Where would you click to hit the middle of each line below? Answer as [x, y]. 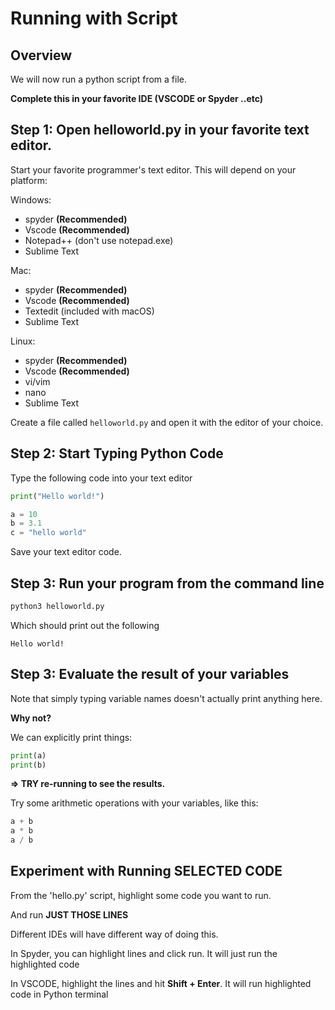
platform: [29, 180]
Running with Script [94, 18]
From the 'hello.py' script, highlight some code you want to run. [141, 895]
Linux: [23, 341]
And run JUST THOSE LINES [69, 914]
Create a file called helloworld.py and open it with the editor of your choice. [167, 422]
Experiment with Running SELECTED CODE [146, 871]
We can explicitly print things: [71, 737]
